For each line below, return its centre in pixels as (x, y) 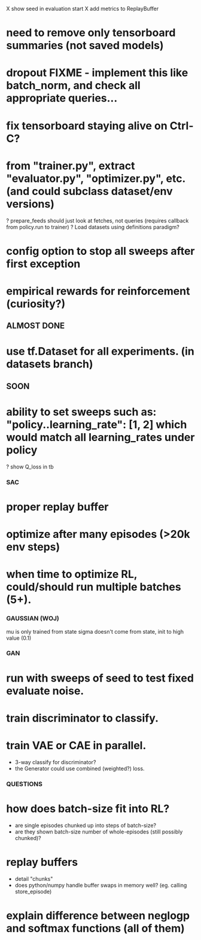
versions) (31, 204)
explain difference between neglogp (98, 915)
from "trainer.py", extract (71, 165)
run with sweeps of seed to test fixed (100, 678)
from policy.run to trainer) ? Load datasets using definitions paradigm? (93, 227)
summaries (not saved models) (85, 46)
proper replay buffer (57, 506)
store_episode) (33, 892)
